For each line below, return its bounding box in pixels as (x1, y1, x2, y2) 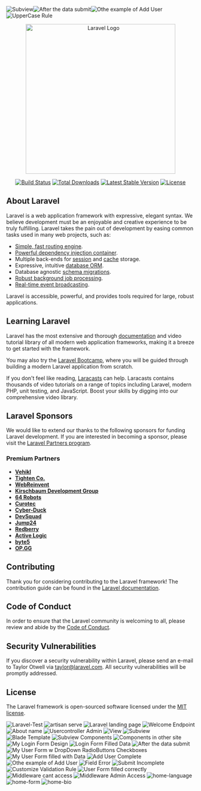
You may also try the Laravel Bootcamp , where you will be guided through (6, 357, 188, 364)
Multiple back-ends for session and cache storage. (14, 255, 141, 262)
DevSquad (14, 512, 42, 520)
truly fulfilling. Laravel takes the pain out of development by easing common (6, 225, 194, 232)
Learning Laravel (6, 316, 71, 327)
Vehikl (14, 468, 32, 475)
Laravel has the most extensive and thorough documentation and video (6, 332, 182, 339)
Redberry (14, 525, 39, 533)
